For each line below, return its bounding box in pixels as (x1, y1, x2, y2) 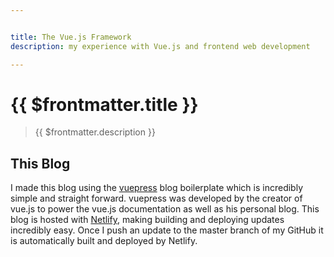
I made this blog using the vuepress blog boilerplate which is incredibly (10, 182, 304, 194)
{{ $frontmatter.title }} (10, 93, 199, 116)
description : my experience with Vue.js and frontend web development (10, 41, 311, 51)
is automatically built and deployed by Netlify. (10, 235, 198, 247)
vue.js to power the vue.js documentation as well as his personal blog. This (10, 203, 320, 215)
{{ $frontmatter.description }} (34, 126, 156, 138)
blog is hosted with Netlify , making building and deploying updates (10, 214, 285, 226)
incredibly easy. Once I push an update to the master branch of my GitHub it (10, 224, 324, 236)
